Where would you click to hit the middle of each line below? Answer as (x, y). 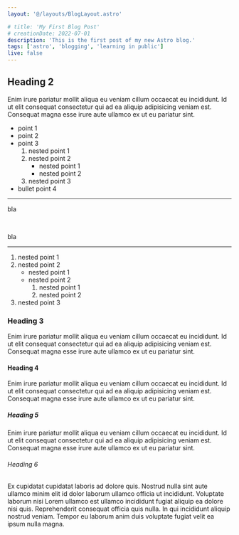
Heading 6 (23, 464)
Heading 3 (26, 321)
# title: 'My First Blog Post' (54, 27)
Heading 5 (23, 415)
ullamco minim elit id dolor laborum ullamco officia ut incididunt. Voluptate (116, 494)
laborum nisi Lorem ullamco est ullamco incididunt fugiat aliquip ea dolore (116, 502)
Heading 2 (31, 82)
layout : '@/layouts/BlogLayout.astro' (65, 14)
